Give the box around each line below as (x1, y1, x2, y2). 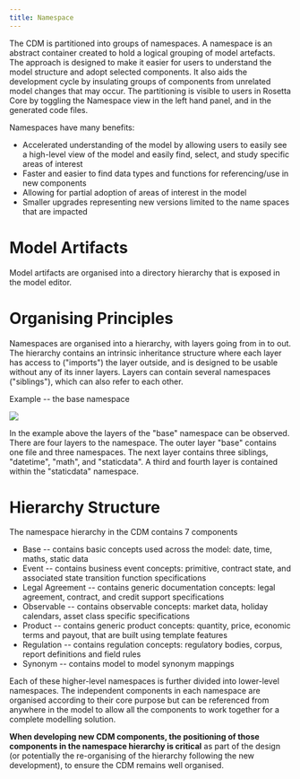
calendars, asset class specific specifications (21, 611, 191, 622)
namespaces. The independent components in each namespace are (9, 686, 261, 696)
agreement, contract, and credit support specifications (21, 591, 225, 602)
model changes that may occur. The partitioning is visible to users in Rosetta (9, 85, 291, 96)
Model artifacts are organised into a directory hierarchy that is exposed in (9, 267, 280, 278)
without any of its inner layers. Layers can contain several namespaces (9, 366, 271, 377)
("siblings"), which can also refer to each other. (9, 376, 184, 387)
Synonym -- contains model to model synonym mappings (21, 659, 235, 670)
